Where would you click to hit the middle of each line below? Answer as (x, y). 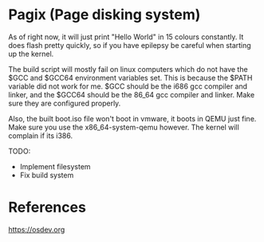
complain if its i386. (41, 135)
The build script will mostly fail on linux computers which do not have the (128, 69)
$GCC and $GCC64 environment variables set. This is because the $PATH (130, 77)
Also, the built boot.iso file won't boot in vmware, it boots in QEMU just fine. (132, 118)
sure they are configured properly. (65, 103)
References (47, 207)
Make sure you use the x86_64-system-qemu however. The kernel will (124, 127)
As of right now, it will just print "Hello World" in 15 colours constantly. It (126, 37)
